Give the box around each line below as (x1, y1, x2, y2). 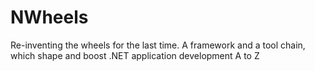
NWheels (10, 6, 89, 29)
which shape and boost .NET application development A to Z (10, 49, 260, 61)
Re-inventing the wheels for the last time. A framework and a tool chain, (10, 39, 306, 51)
